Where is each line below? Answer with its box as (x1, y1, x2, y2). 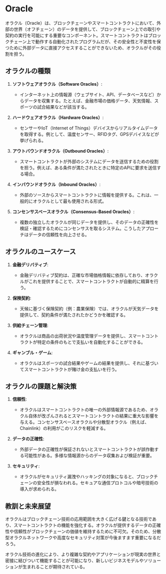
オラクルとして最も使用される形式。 (33, 198, 107, 204)
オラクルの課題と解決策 (5, 382, 77, 391)
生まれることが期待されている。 (22, 564, 88, 570)
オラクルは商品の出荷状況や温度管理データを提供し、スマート (19, 333, 146, 339)
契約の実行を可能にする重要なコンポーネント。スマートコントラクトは (5, 32, 149, 38)
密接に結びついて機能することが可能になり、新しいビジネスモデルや (5, 558, 144, 564)
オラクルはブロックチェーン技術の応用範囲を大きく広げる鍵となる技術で (5, 516, 153, 522)
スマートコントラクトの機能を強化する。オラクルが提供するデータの (13, 522, 153, 528)
